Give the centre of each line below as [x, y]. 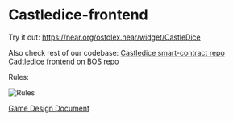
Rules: [19, 77]
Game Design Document [49, 108]
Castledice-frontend [78, 15]
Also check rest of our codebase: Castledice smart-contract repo [117, 52]
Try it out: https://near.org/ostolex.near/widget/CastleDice [104, 37]
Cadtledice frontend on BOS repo [64, 61]
